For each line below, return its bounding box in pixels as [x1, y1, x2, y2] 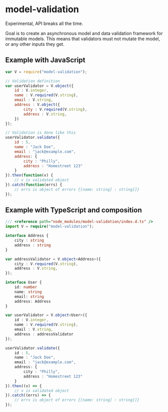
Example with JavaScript [5, 56, 86, 65]
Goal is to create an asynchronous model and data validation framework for [5, 30, 163, 36]
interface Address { [5, 233, 49, 239]
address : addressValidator [14, 332, 74, 337]
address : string [14, 243, 51, 248]
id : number [14, 285, 38, 290]
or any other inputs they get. [5, 41, 65, 47]
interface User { [5, 280, 42, 285]
